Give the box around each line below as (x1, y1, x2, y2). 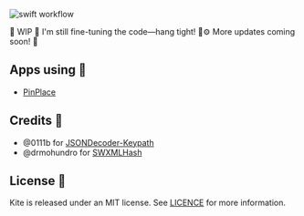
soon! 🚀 (9, 36, 38, 46)
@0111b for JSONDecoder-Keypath (22, 137, 154, 148)
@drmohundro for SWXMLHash (22, 147, 143, 158)
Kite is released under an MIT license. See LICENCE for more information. (9, 197, 286, 209)
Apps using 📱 (9, 62, 87, 77)
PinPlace (22, 87, 57, 98)
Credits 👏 (9, 113, 64, 129)
